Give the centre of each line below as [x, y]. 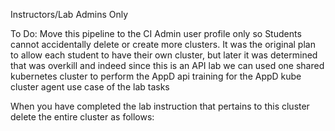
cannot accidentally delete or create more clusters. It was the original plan [163, 44]
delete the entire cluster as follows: [82, 117]
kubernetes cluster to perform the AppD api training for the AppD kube [156, 76]
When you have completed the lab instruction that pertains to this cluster [160, 106]
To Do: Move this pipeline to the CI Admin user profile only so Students [156, 33]
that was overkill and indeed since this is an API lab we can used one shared [167, 65]
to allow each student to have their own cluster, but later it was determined [164, 55]
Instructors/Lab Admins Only [69, 14]
